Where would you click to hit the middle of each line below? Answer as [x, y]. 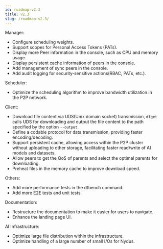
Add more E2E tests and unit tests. [47, 193]
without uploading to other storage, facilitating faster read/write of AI [81, 148]
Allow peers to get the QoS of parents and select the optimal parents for [85, 158]
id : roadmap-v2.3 [23, 10]
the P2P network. [30, 98]
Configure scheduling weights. [43, 42]
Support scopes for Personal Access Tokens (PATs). [65, 48]
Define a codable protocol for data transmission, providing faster [77, 132]
